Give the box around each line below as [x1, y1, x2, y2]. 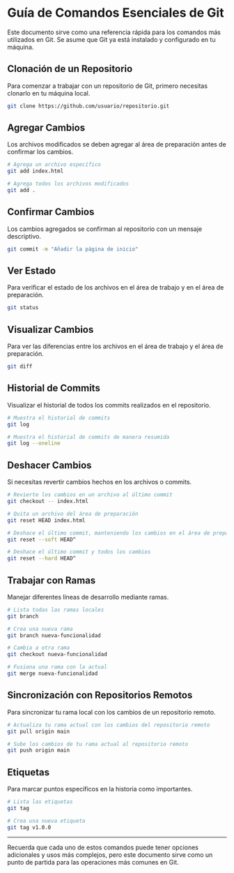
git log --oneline [7, 440, 61, 447]
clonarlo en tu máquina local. [7, 89, 91, 97]
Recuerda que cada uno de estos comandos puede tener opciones [7, 843, 198, 851]
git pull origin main [7, 728, 70, 735]
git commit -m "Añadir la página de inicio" [7, 246, 139, 253]
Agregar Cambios [7, 122, 86, 134]
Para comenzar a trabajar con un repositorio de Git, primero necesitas [7, 82, 208, 90]
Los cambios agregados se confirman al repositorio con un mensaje [7, 225, 203, 233]
